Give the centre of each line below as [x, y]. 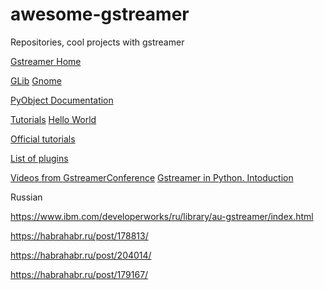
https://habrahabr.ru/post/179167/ [79, 274]
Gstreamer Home [46, 61]
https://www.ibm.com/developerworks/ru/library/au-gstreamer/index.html [162, 216]
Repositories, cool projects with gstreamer [97, 42]
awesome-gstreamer [100, 14]
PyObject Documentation [62, 100]
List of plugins [39, 158]
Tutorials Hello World [53, 119]
